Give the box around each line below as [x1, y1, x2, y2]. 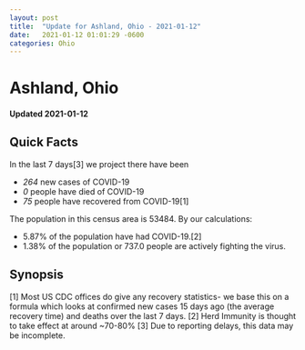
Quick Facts [9, 135, 79, 150]
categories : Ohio [9, 38, 76, 48]
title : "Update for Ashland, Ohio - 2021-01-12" [9, 22, 202, 31]
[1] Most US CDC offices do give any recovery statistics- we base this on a [9, 291, 290, 302]
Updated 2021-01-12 [9, 108, 89, 119]
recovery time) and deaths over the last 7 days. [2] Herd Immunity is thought [9, 310, 297, 321]
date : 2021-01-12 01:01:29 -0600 [9, 30, 145, 39]
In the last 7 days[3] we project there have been [9, 158, 189, 169]
